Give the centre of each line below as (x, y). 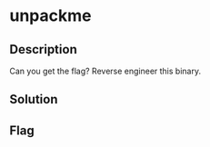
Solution (34, 99)
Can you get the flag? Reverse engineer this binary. (105, 71)
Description (43, 49)
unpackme (50, 16)
